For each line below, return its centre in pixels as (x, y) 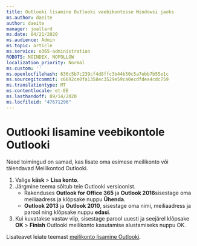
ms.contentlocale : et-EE (37, 91)
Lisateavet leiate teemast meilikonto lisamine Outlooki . (73, 236)
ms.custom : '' (24, 68)
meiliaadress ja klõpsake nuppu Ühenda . (75, 199)
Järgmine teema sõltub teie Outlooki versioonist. (75, 186)
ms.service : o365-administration (48, 52)
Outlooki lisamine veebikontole (86, 132)
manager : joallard (29, 29)
